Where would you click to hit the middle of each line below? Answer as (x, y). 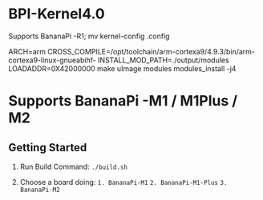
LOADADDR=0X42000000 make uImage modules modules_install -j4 (122, 68)
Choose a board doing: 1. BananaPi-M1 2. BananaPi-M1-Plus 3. (123, 182)
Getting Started (48, 148)
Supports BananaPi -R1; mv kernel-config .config (89, 36)
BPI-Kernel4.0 (57, 14)
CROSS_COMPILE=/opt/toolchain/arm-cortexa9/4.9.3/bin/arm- (151, 51)
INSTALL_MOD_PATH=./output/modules (164, 60)
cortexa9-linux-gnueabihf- (52, 60)
